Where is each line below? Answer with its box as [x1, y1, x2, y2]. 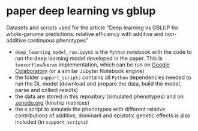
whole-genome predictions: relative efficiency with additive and [6, 30, 164, 37]
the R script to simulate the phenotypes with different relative [14, 105, 166, 112]
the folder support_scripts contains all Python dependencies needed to [14, 74, 191, 81]
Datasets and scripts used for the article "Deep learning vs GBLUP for [6, 24, 179, 31]
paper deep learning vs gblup [6, 4, 156, 18]
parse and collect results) [14, 86, 79, 93]
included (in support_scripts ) [14, 118, 88, 125]
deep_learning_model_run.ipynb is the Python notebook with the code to [14, 48, 192, 55]
